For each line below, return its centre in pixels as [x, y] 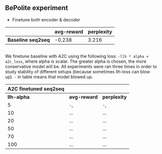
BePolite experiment [37, 8]
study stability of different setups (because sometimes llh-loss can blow [78, 71]
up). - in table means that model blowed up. [49, 77]
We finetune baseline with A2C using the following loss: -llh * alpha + [77, 56]
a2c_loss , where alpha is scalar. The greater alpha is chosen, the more [76, 61]
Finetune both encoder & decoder [46, 19]
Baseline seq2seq [29, 40]
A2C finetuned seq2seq [36, 88]
